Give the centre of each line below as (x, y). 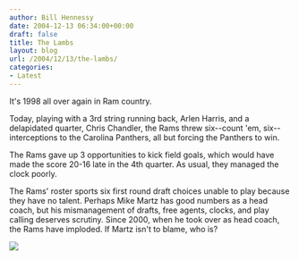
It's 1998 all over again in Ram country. (81, 101)
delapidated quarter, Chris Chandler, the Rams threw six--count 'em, (135, 128)
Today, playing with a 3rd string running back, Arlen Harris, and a (129, 118)
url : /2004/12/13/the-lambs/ (64, 59)
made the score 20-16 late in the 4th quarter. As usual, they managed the (144, 164)
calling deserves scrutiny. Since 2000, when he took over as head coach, (145, 219)
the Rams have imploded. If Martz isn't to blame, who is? (114, 229)
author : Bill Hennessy (51, 17)
